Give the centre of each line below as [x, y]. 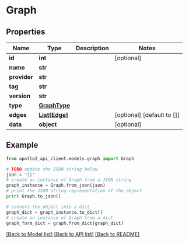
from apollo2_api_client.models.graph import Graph [70, 158]
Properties [26, 32]
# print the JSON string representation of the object [74, 191]
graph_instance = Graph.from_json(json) [56, 185]
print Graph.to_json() [34, 196]
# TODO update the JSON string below [52, 169]
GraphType [55, 105]
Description [92, 48]
